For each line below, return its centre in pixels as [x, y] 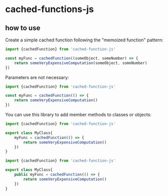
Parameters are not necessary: [37, 77]
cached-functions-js [50, 9]
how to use [23, 28]
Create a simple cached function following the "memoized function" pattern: [84, 40]
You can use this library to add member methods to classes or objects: [78, 115]
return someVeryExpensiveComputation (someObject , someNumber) [81, 63]
